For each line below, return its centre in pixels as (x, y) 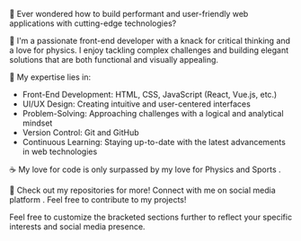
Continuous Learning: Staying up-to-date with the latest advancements (154, 142)
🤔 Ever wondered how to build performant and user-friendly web (129, 14)
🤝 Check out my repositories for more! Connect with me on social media (142, 190)
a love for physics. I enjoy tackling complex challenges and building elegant (149, 50)
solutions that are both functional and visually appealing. (114, 60)
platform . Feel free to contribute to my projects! (98, 200)
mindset (37, 123)
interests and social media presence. (77, 227)
